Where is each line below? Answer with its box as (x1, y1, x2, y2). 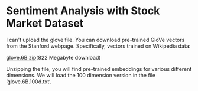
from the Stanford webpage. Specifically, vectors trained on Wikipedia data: (6, 43, 191, 50)
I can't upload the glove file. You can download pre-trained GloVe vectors (6, 36, 185, 43)
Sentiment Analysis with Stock (6, 4, 160, 18)
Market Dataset (6, 17, 84, 30)
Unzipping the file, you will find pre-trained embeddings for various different (6, 65, 192, 72)
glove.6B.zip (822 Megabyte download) (6, 54, 101, 61)
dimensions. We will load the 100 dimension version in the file (6, 71, 155, 79)
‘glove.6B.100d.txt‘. (6, 78, 52, 85)
